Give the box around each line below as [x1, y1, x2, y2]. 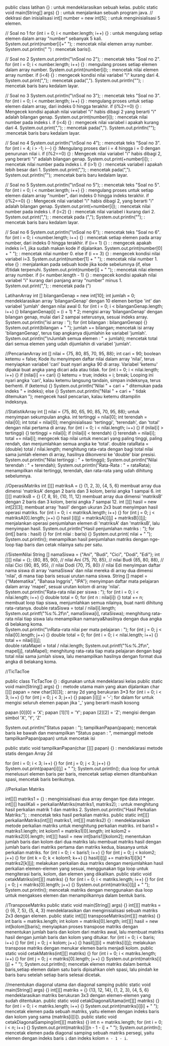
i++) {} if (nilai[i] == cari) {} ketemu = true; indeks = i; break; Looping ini [5, 372, 154, 378]
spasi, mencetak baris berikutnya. [5, 777, 75, 782]
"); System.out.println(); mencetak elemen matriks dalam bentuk [18, 961, 151, 967]
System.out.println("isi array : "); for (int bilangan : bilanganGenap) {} [5, 319, 148, 325]
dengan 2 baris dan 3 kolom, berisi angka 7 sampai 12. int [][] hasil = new [5, 499, 157, 505]
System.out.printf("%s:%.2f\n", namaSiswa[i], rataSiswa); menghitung [5, 611, 151, 616]
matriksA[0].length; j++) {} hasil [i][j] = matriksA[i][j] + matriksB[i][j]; [5, 515, 147, 521]
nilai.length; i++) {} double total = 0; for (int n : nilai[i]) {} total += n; [5, 594, 144, 600]
